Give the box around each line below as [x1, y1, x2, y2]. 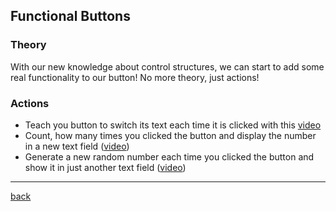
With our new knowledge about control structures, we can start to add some [10, 60, 325, 73]
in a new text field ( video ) [24, 140, 130, 152]
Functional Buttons [10, 8, 131, 25]
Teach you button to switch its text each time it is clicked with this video [24, 119, 322, 131]
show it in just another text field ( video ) [24, 161, 187, 173]
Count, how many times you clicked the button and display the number [24, 129, 317, 141]
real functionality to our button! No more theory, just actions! [10, 71, 260, 83]
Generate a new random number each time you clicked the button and [24, 150, 315, 163]
